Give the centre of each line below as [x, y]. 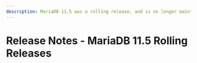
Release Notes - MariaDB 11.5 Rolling [97, 40]
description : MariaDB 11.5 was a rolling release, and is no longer [91, 11]
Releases [29, 53]
